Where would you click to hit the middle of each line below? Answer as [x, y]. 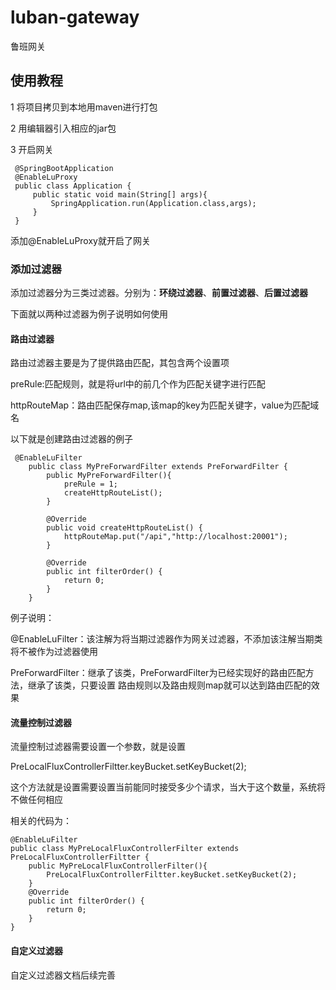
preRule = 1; [90, 484]
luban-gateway [75, 17]
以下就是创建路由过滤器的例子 [71, 439]
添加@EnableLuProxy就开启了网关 [80, 240]
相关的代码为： [41, 821]
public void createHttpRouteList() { [124, 528]
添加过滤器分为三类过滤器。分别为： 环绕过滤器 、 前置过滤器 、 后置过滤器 [159, 293]
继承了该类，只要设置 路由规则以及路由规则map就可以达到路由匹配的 [169, 685]
